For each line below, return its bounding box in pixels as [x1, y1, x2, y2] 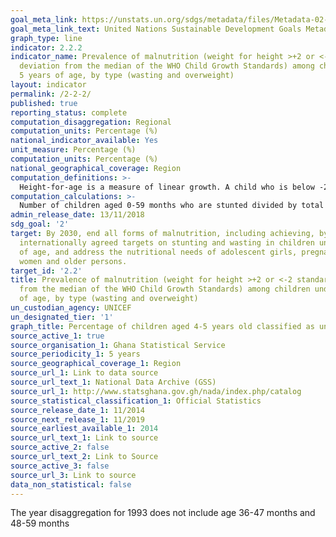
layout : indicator [10, 80, 87, 90]
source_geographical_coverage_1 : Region [10, 359, 182, 369]
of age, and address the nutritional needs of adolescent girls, [19, 247, 298, 257]
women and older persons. [19, 256, 128, 266]
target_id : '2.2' [10, 266, 83, 276]
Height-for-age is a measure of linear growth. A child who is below [19, 182, 315, 192]
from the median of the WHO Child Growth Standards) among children [19, 284, 311, 295]
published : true [10, 98, 78, 108]
